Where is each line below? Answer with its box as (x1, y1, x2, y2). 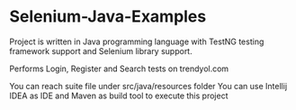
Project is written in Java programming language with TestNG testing (9, 36, 265, 47)
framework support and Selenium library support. (9, 45, 193, 56)
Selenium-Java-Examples (9, 6, 207, 27)
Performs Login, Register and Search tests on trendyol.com (9, 63, 229, 74)
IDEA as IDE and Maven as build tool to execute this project (9, 90, 229, 101)
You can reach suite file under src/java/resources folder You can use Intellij (9, 80, 288, 91)
